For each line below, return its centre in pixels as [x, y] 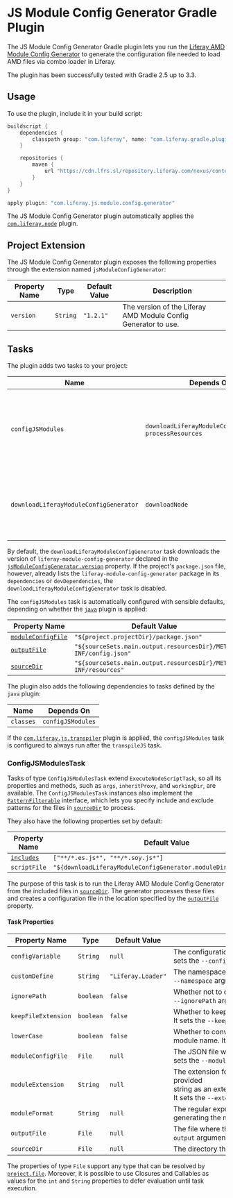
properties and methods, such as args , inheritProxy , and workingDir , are [112, 786]
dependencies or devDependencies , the [60, 581]
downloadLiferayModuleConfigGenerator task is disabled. [87, 588]
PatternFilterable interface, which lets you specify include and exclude [110, 800]
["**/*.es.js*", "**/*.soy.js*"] [108, 858]
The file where [197, 1129]
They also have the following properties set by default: [85, 821]
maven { [43, 164]
